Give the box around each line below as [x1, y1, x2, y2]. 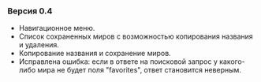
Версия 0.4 [7, 6, 53, 17]
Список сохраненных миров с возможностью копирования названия [18, 32, 253, 41]
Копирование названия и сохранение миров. [18, 49, 171, 58]
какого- [218, 57, 245, 66]
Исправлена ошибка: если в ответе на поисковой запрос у [18, 57, 218, 66]
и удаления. [18, 40, 60, 50]
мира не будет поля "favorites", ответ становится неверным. [37, 65, 242, 75]
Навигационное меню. [18, 24, 95, 33]
